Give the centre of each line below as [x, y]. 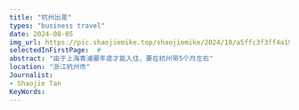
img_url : [25, 42]
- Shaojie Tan [36, 83]
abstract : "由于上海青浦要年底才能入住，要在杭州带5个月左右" [111, 59]
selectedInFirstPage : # [55, 51]
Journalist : [31, 75]
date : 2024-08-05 [41, 34]
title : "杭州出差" [41, 17]
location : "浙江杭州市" [50, 67]
